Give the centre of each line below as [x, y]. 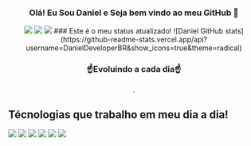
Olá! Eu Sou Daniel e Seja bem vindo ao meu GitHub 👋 [134, 13]
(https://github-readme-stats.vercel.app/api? [134, 40]
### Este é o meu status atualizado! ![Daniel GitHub [139, 31]
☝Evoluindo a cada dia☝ [134, 69]
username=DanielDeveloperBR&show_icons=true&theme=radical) [134, 48]
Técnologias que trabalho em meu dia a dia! [118, 114]
